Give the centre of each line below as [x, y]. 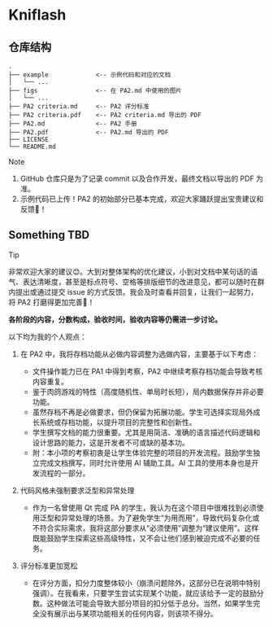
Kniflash [37, 15]
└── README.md [32, 147]
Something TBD [49, 235]
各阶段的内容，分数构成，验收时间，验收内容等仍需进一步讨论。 [115, 319]
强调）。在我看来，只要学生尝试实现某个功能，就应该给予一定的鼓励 [145, 593]
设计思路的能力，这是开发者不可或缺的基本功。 [110, 442]
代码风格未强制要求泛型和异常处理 [77, 490]
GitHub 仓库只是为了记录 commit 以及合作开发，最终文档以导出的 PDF [137, 178]
